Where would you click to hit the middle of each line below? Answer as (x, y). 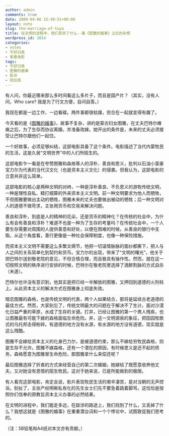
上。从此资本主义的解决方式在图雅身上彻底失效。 (56, 288)
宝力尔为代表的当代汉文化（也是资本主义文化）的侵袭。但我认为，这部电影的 (84, 170)
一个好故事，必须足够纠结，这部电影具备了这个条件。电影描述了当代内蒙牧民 (84, 146)
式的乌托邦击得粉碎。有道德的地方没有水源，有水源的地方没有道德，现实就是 (84, 324)
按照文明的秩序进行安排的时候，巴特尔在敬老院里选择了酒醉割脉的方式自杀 (87, 265)
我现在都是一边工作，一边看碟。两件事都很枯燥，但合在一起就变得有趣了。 (82, 112)
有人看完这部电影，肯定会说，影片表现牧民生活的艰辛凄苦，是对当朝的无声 (82, 381)
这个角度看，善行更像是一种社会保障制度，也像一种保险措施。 (82, 235)
